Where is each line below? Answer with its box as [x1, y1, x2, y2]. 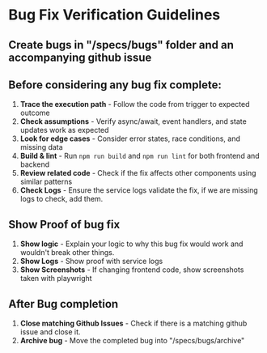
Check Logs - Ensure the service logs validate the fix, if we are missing [19, 185, 258, 195]
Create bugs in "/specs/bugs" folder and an [8, 38, 235, 52]
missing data [19, 142, 63, 152]
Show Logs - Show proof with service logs [19, 257, 163, 266]
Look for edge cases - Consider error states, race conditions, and [19, 134, 241, 143]
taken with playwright [19, 274, 92, 283]
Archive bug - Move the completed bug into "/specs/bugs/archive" [19, 336, 245, 346]
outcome [19, 108, 50, 118]
